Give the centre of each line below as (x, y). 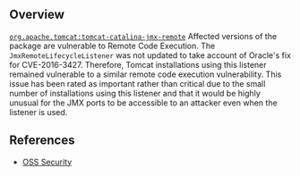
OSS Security (47, 162)
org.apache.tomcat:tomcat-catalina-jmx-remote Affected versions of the (143, 36)
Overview (37, 15)
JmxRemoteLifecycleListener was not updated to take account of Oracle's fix (150, 55)
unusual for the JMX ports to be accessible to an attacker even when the (143, 103)
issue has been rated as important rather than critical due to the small (137, 83)
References (42, 141)
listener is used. (39, 112)
